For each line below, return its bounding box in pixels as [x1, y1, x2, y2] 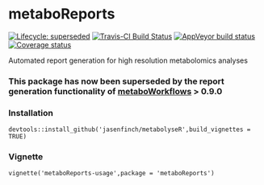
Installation [8, 107, 54, 118]
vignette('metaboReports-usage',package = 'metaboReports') [8, 170, 216, 178]
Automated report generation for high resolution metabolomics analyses [8, 55, 249, 65]
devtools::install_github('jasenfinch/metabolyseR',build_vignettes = [8, 125, 251, 134]
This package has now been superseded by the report [8, 76, 224, 87]
